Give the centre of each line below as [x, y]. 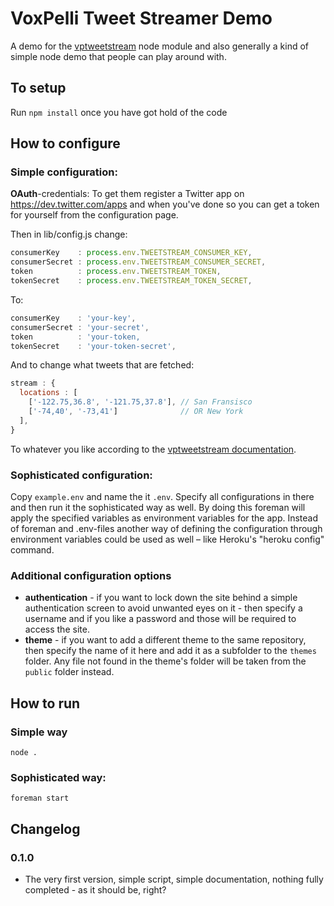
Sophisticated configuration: [81, 475]
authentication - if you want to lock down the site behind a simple [161, 598]
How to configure [65, 143]
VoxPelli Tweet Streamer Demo [141, 18]
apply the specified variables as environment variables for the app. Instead [164, 518]
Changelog [45, 828]
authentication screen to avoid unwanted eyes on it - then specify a [163, 608]
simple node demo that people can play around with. [118, 56]
